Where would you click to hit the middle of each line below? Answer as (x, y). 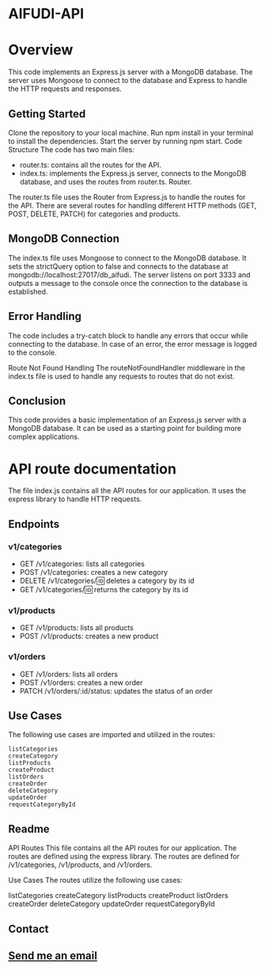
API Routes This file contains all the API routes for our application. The (123, 848)
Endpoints (34, 524)
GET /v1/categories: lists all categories (82, 564)
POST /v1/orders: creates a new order (81, 683)
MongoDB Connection (64, 239)
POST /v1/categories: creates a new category (94, 572)
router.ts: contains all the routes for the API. (91, 165)
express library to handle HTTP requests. (75, 499)
